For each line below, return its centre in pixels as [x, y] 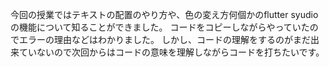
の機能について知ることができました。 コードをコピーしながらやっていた [160, 27]
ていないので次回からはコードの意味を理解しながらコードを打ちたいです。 [171, 52]
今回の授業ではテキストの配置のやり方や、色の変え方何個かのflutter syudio [164, 14]
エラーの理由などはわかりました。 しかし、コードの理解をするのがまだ [164, 39]
